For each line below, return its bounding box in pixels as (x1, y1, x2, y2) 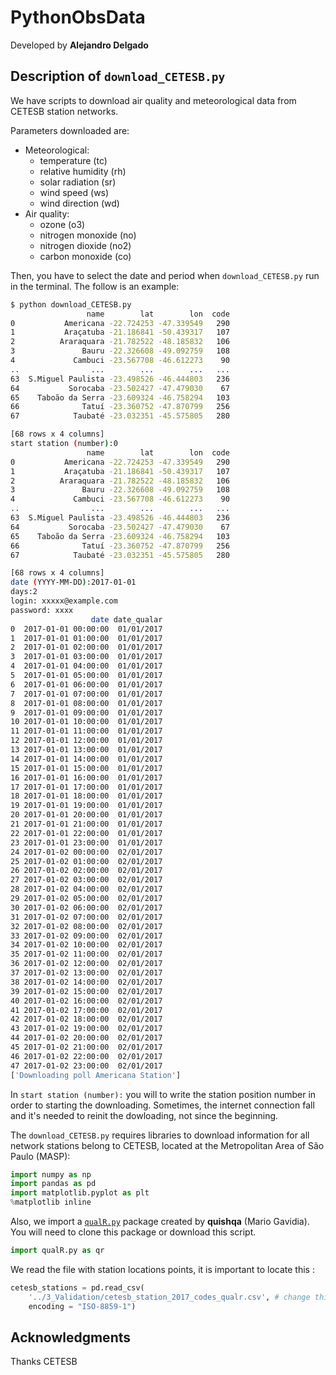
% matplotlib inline (10, 1197, 92, 1208)
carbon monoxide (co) (39, 250, 132, 262)
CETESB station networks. (10, 105, 119, 117)
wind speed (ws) (39, 186, 110, 198)
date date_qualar (90, 614, 163, 625)
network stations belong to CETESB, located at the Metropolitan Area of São (10, 1139, 325, 1151)
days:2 (10, 587, 38, 597)
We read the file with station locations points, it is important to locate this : (10, 1263, 315, 1275)
